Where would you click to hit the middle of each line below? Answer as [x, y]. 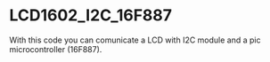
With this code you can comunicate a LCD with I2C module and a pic [135, 40]
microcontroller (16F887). [56, 49]
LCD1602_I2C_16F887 [90, 15]
